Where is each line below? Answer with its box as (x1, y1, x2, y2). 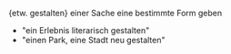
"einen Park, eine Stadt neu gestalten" (21, 35, 166, 45)
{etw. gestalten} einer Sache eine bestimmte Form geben (8, 8, 223, 18)
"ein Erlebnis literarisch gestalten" (21, 25, 150, 35)
